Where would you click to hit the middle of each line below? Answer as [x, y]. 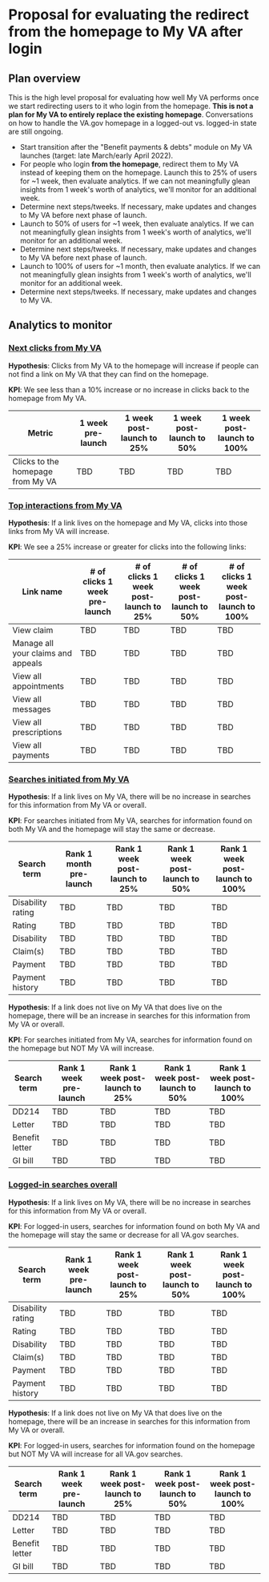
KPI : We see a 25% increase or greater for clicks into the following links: [127, 547]
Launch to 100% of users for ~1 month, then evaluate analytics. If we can [140, 266]
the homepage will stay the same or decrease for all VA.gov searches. [124, 1235]
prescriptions [37, 732]
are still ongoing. [36, 131]
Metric [40, 432]
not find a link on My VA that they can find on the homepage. [108, 374]
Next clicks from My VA [55, 348]
